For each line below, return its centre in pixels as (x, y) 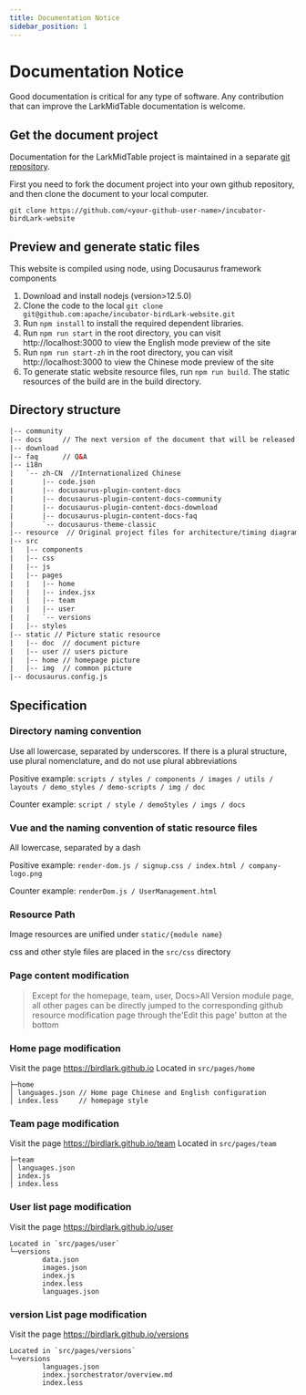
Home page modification (65, 1048)
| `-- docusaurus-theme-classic (83, 524)
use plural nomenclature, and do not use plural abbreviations (123, 760)
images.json (65, 1267)
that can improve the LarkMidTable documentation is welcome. (127, 107)
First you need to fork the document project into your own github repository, (152, 184)
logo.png (26, 874)
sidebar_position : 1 (49, 26)
